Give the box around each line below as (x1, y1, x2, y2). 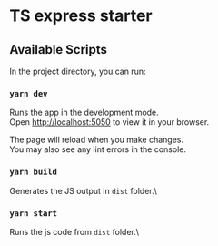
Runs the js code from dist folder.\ (9, 226, 139, 237)
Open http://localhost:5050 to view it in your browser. (9, 117, 210, 128)
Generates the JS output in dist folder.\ (9, 185, 157, 196)
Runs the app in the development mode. (9, 107, 159, 118)
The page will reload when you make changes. (9, 134, 184, 146)
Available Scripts (9, 42, 107, 57)
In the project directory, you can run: (9, 66, 146, 77)
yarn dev (9, 88, 48, 98)
